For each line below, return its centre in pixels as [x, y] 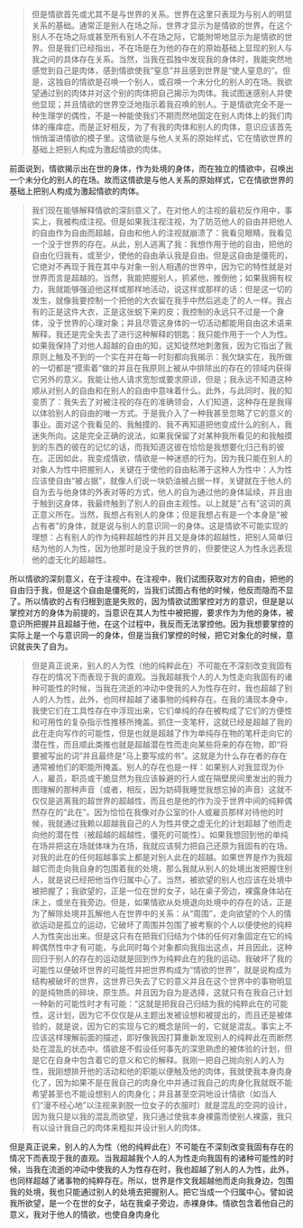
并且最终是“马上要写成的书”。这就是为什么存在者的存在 [185, 756]
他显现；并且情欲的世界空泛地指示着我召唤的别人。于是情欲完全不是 [158, 104]
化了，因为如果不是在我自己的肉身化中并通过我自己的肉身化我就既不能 [162, 1082]
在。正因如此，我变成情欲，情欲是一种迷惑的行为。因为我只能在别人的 [162, 458]
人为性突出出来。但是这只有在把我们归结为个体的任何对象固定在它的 [158, 936]
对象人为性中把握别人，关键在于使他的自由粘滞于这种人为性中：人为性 [162, 469]
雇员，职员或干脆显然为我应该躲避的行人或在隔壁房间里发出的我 [166, 778]
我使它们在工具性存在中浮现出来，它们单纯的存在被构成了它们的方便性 [162, 710]
